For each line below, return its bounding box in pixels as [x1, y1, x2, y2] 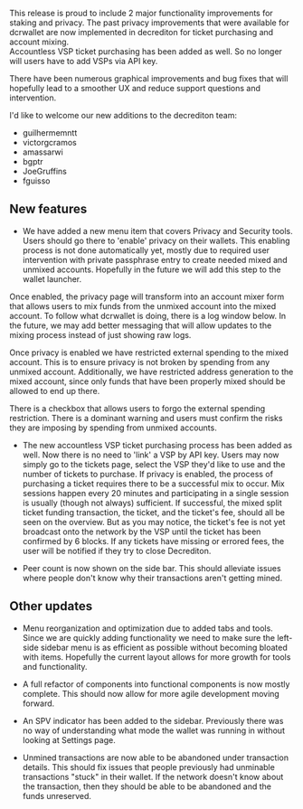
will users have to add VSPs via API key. [9, 56, 158, 66]
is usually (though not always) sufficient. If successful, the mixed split [22, 497, 282, 508]
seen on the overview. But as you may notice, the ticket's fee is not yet [22, 516, 286, 527]
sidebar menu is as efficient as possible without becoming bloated [40, 642, 288, 653]
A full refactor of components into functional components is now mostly [22, 678, 290, 690]
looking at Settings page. [22, 734, 116, 745]
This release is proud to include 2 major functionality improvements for [9, 8, 273, 18]
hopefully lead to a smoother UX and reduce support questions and [9, 83, 260, 93]
